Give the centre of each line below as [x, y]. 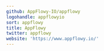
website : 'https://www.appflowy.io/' [53, 39]
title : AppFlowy [26, 28]
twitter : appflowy [29, 33]
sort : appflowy [25, 22]
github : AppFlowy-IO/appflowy [43, 11]
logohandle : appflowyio [35, 17]
